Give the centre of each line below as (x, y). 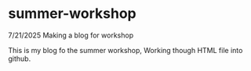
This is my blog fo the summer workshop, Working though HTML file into (125, 50)
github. (20, 59)
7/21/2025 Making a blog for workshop (71, 35)
